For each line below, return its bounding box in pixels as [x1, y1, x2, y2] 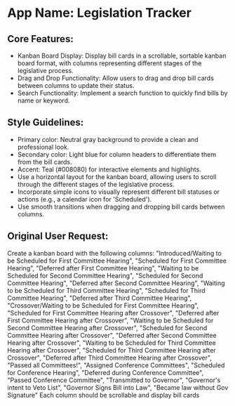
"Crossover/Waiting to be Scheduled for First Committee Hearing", [7, 301, 199, 310]
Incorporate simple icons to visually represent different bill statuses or [17, 188, 220, 196]
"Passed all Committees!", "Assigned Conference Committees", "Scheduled [7, 360, 225, 369]
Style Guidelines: [7, 117, 84, 129]
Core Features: [7, 33, 74, 45]
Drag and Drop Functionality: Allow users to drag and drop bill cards [17, 74, 214, 82]
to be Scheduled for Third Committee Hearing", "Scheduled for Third [7, 286, 206, 294]
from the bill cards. [17, 157, 72, 166]
